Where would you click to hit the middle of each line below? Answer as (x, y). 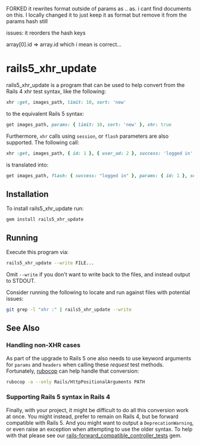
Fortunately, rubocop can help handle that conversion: (73, 371)
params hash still (27, 21)
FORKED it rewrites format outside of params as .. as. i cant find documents (99, 9)
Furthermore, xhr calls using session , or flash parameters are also (87, 136)
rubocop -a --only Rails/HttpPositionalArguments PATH (76, 382)
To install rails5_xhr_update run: (45, 209)
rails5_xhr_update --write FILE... (50, 263)
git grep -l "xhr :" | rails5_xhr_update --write (69, 310)
